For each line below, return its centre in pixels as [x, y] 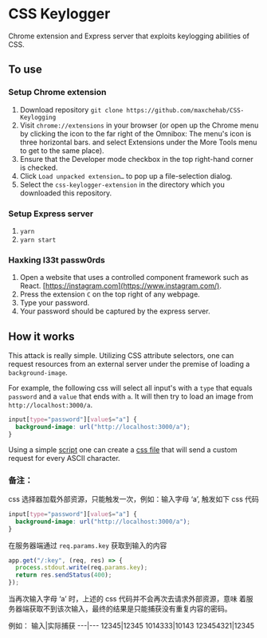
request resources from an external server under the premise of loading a [129, 364]
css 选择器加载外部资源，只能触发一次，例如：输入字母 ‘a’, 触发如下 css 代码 [133, 498]
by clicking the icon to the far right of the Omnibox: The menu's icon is [135, 133]
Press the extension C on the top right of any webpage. [110, 294]
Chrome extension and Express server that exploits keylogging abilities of [129, 36]
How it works [41, 336]
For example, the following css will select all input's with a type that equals [130, 388]
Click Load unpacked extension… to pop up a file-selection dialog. [126, 175]
